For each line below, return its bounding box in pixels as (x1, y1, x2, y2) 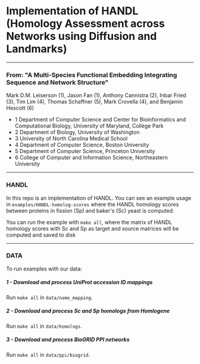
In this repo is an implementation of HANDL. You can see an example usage (6, 194, 192, 201)
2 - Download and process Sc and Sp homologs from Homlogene (6, 307, 170, 315)
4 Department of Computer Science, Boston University (14, 141, 149, 148)
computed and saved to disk (6, 231, 76, 238)
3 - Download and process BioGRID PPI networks (6, 336, 130, 343)
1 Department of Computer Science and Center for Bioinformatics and (14, 116, 186, 123)
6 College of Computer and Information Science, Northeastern (14, 154, 168, 161)
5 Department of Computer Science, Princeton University (14, 148, 155, 155)
